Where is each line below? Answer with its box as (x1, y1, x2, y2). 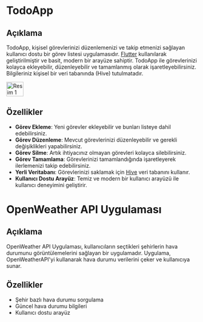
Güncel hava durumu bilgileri (15, 302, 87, 310)
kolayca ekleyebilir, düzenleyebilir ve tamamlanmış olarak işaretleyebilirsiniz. (6, 63, 197, 70)
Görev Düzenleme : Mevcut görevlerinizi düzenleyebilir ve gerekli (15, 136, 178, 143)
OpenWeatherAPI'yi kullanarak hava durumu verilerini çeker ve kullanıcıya (6, 256, 190, 263)
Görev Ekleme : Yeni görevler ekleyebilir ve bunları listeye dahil (15, 123, 171, 131)
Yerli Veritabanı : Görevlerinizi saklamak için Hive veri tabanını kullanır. (15, 168, 190, 176)
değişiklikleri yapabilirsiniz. (15, 142, 83, 149)
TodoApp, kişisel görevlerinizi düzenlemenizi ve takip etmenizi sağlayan (6, 44, 185, 51)
